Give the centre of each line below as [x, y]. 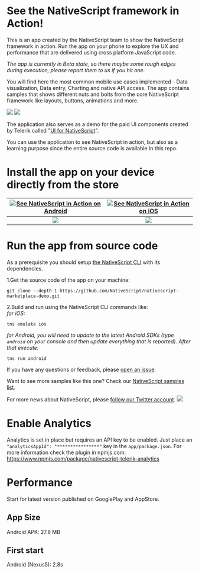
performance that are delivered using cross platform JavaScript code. [92, 52]
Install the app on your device [81, 172]
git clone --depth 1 [32, 291]
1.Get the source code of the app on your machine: [68, 280]
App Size [24, 518]
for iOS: [16, 313]
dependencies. [25, 268]
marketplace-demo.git [33, 296]
